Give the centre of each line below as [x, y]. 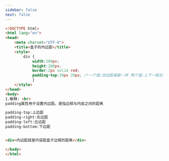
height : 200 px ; [47, 66]
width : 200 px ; [46, 61]
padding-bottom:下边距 [28, 127]
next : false [18, 15]
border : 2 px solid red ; [56, 71]
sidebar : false [21, 10]
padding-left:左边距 [26, 122]
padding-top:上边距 [24, 113]
